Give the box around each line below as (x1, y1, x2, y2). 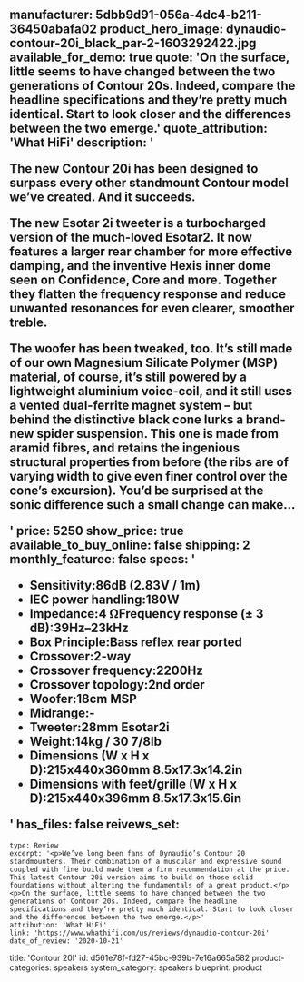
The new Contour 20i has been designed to (9, 161, 259, 176)
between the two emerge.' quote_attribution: (9, 121, 268, 136)
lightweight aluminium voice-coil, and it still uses (9, 383, 293, 399)
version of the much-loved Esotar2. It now (9, 230, 252, 245)
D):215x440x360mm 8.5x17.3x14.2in (29, 762, 243, 778)
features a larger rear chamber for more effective (9, 244, 293, 260)
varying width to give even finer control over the (9, 469, 288, 484)
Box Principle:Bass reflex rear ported (29, 635, 242, 650)
